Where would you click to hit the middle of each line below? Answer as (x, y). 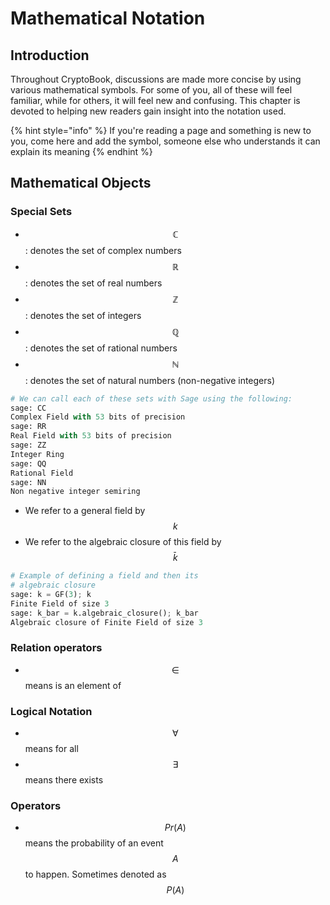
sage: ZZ (28, 445)
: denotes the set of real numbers (93, 283)
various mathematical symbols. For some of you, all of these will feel (151, 90)
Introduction (50, 55)
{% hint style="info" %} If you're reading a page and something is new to (161, 130)
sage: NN (28, 482)
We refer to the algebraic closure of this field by (123, 542)
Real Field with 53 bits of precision (91, 436)
